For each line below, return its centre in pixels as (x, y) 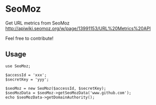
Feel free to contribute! (29, 38)
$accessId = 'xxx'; (26, 75)
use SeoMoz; (18, 66)
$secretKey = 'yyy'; (27, 80)
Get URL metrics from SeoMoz (38, 23)
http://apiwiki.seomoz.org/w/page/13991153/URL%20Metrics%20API (78, 28)
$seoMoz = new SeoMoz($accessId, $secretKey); (56, 88)
